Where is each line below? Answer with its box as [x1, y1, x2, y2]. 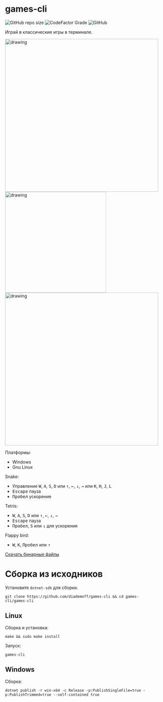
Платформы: [5, 449, 31, 455]
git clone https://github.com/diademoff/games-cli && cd [5, 594, 124, 599]
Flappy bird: [5, 532, 29, 538]
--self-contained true [53, 692, 99, 697]
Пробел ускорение [12, 493, 51, 499]
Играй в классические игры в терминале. [5, 29, 93, 35]
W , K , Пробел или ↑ [12, 542, 51, 547]
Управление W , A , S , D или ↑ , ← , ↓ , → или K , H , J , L [12, 483, 112, 489]
